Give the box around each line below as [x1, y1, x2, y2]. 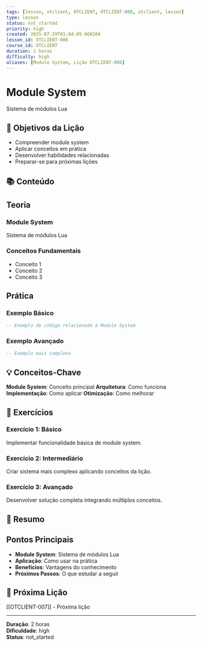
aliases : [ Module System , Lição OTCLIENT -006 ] [6, 59, 125, 65]
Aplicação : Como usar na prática [14, 557, 97, 564]
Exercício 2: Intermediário [6, 454, 84, 462]
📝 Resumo [6, 514, 45, 524]
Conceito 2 [14, 267, 43, 274]
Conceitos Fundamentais [6, 247, 81, 255]
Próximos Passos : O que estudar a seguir [14, 570, 119, 577]
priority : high [6, 25, 44, 32]
